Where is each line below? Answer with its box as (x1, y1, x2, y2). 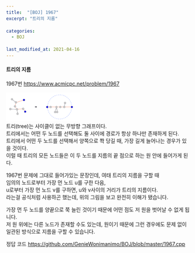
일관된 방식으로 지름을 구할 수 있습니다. (6, 228, 95, 235)
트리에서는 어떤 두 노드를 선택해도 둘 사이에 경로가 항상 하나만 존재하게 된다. (6, 130, 180, 137)
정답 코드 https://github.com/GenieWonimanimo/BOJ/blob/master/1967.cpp (6, 241, 186, 248)
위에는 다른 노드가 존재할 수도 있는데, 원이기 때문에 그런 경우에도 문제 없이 (18, 221, 187, 228)
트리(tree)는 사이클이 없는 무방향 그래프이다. (6, 123, 107, 130)
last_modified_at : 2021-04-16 (6, 47, 80, 53)
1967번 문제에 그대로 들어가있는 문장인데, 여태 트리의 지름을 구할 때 (6, 172, 160, 179)
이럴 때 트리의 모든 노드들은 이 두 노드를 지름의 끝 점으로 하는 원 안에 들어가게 (6, 152, 183, 159)
